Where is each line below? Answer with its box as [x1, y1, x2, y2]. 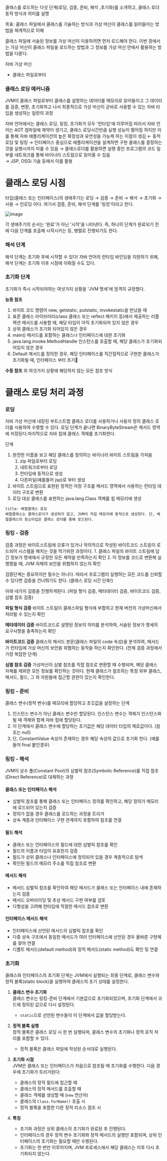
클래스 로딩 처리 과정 [5, 387, 84, 398]
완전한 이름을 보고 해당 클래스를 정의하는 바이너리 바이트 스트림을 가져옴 [12, 452, 153, 458]
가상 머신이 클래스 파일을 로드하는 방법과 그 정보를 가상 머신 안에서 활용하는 [10, 44, 157, 50]
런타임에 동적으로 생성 [19, 470, 63, 476]
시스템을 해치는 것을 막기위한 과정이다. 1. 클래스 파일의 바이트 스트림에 [18, 548, 155, 554]
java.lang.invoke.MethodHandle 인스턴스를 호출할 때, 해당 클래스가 [12, 338, 145, 344]
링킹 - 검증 [5, 529, 29, 536]
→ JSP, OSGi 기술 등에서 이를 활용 [5, 158, 73, 164]
